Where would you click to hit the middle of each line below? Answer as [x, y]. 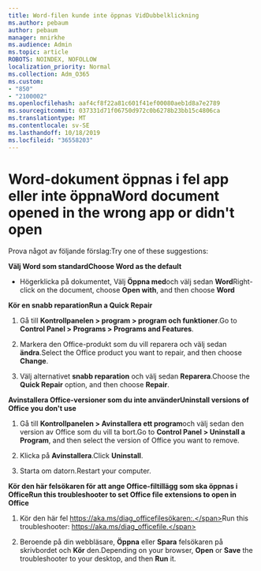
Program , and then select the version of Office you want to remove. [129, 440]
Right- [243, 282]
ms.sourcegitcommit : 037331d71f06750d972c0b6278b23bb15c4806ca [114, 111]
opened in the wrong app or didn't [121, 213]
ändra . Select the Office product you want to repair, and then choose [130, 353]
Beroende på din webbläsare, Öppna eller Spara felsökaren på [121, 542]
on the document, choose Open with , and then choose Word [136, 290]
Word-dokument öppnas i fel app [119, 179]
